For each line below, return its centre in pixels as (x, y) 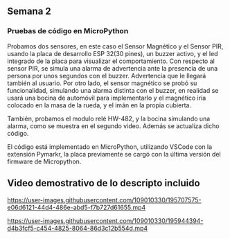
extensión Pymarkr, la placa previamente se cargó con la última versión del (114, 154)
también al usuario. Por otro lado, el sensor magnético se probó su (102, 83)
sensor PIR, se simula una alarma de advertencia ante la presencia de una (113, 68)
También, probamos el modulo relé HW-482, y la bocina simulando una (109, 118)
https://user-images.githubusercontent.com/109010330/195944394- (105, 220)
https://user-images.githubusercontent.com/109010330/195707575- (104, 200)
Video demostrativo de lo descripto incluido (104, 183)
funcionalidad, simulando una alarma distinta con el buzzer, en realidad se (113, 90)
